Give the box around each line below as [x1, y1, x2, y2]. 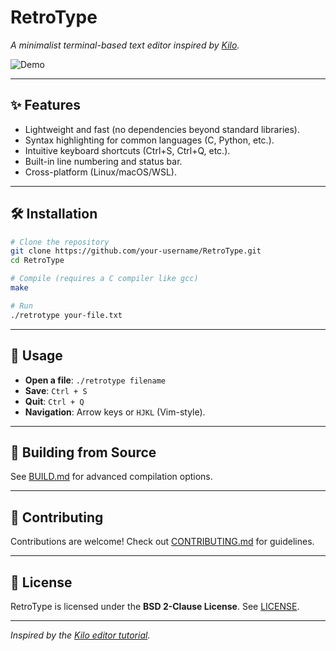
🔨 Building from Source [10, 444, 157, 461]
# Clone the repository [10, 237, 110, 247]
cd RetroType [10, 256, 65, 266]
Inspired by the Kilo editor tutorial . [10, 629, 151, 641]
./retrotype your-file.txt [10, 310, 123, 320]
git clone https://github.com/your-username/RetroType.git [10, 246, 262, 256]
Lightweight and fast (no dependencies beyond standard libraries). [24, 123, 300, 135]
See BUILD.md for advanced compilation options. [10, 471, 213, 483]
